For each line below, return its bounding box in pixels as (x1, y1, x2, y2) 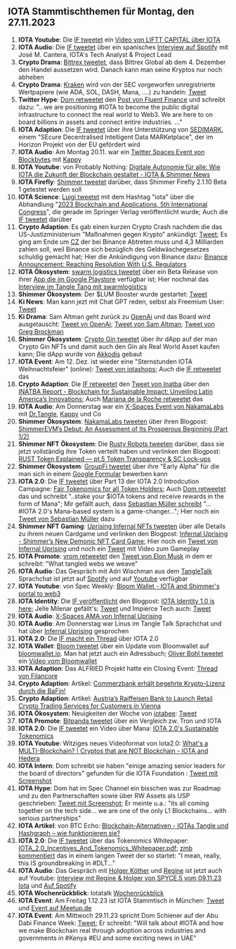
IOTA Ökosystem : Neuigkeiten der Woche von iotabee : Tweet (18, 709, 197, 717)
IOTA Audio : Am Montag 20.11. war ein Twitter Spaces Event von (18, 147, 205, 156)
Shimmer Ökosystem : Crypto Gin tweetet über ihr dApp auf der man (18, 335, 218, 343)
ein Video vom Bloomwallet (18, 657, 98, 665)
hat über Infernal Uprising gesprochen (18, 626, 129, 635)
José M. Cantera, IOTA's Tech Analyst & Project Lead (18, 50, 171, 58)
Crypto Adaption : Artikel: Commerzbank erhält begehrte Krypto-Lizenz (18, 679, 225, 688)
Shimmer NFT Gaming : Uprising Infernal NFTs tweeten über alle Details (18, 521, 226, 531)
